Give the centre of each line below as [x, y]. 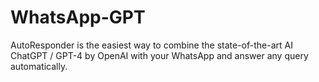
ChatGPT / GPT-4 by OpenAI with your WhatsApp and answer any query [159, 55]
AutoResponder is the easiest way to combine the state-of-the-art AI [151, 45]
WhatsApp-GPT [78, 17]
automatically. [39, 66]
